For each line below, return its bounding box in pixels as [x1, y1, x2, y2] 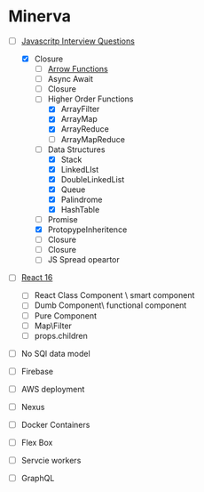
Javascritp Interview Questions [20, 36, 135, 46]
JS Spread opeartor [47, 254, 121, 265]
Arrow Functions [47, 64, 108, 75]
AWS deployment [20, 383, 85, 394]
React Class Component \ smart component [34, 290, 195, 301]
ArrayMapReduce [60, 133, 126, 144]
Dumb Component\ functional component [34, 300, 187, 311]
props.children [34, 330, 88, 341]
